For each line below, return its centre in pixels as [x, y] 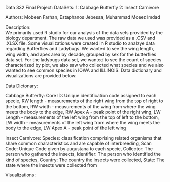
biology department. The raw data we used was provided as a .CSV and [80, 38]
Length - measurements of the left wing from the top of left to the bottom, [82, 117]
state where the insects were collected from [51, 165]
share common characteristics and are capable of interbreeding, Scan [79, 143]
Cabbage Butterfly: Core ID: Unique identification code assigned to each [81, 96]
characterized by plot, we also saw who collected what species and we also [84, 65]
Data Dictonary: [22, 86]
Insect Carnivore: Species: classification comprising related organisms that [83, 138]
